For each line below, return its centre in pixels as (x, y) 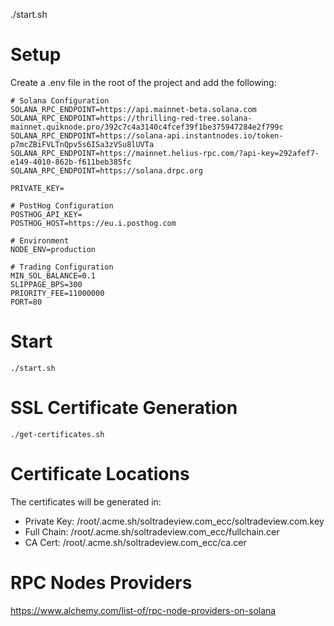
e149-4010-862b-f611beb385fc (71, 162)
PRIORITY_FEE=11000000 (57, 293)
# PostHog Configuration (62, 205)
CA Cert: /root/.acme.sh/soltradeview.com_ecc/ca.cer (135, 542)
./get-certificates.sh (57, 434)
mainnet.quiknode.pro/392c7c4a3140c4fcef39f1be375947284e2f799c (147, 127)
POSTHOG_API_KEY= (46, 214)
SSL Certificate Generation (124, 408)
